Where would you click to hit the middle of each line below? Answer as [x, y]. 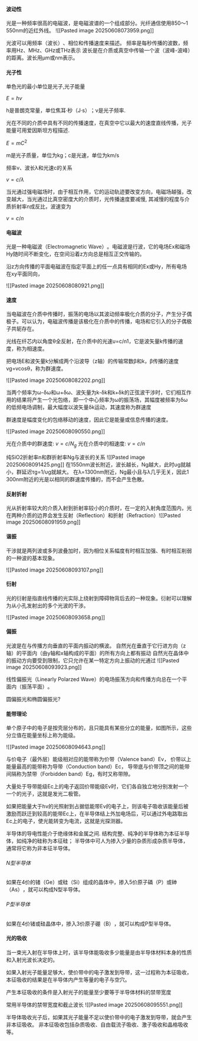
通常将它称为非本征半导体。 [40, 848]
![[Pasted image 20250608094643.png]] [56, 747]
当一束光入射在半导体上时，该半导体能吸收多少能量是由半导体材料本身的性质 [99, 952]
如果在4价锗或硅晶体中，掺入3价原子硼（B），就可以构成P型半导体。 [90, 923]
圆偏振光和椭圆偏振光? [33, 699]
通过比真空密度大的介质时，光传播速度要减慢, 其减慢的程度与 [110, 199]
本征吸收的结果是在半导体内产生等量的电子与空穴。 [68, 979]
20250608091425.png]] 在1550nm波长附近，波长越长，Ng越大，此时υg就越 [99, 465]
